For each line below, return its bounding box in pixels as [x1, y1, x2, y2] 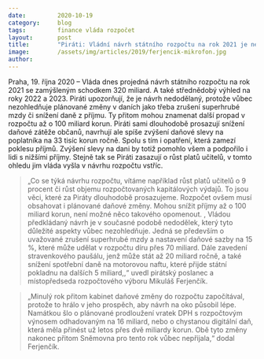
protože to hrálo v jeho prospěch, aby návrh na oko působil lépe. [27, 300, 237, 309]
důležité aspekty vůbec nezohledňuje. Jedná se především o [27, 226, 225, 235]
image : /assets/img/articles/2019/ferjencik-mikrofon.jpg [8, 48, 226, 56]
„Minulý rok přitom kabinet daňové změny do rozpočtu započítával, [27, 291, 245, 301]
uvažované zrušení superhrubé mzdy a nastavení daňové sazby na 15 [27, 234, 253, 244]
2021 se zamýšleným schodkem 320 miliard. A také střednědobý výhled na [8, 85, 251, 94]
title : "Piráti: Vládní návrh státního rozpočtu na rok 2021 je [8, 41, 247, 49]
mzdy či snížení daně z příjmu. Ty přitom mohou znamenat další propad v [8, 110, 246, 120]
